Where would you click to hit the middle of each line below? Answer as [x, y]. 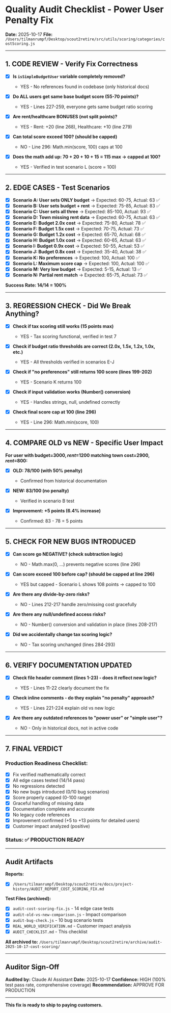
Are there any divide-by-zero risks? [51, 594]
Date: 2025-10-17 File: [29, 34]
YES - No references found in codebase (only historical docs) [85, 86]
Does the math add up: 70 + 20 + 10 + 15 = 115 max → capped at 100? [87, 157]
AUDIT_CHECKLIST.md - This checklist [50, 931]
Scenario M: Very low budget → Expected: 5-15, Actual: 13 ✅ [77, 269]
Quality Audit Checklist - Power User [84, 9]
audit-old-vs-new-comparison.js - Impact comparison [69, 914]
